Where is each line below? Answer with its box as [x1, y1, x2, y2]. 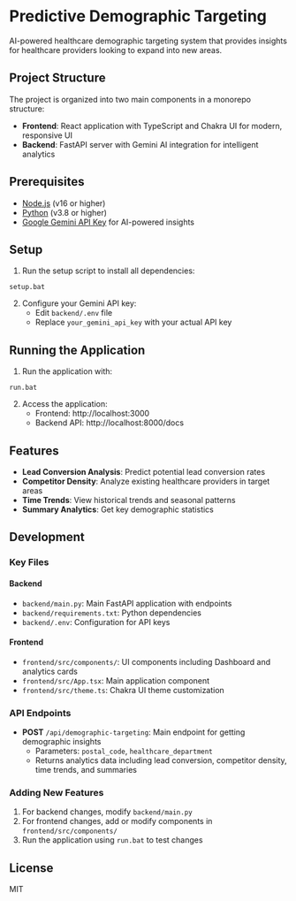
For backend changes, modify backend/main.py [21, 806, 193, 817]
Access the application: [21, 399, 108, 409]
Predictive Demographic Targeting [9, 6, 268, 27]
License [9, 860, 54, 875]
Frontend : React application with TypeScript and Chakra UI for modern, [21, 120, 283, 131]
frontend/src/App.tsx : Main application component [21, 675, 210, 686]
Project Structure [9, 71, 106, 86]
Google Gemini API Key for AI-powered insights [21, 217, 194, 227]
